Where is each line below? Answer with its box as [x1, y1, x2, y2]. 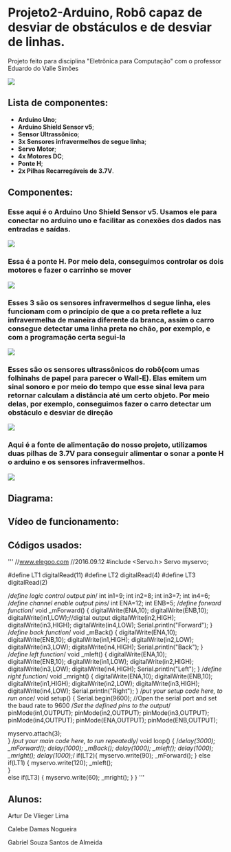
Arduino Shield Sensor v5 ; [17, 123, 95, 131]
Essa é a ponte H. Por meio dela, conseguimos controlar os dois [8, 257, 224, 267]
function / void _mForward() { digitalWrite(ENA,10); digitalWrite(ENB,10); [8, 606, 209, 614]
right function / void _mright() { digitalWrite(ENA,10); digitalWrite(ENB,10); [8, 672, 213, 680]
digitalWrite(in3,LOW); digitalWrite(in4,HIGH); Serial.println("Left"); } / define [8, 665, 222, 673]
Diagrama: [8, 492, 54, 504]
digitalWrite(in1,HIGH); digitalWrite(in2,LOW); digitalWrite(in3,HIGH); [8, 680, 200, 688]
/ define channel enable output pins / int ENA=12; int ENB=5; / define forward [8, 599, 221, 607]
